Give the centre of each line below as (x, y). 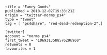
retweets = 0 (18, 44)
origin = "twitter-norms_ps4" (36, 15)
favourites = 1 (20, 49)
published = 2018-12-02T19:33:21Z (40, 11)
